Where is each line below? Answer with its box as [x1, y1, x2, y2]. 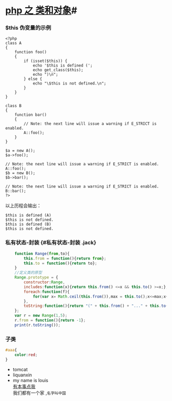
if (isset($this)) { [24, 58, 68, 64]
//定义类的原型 [14, 270, 42, 276]
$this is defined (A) [5, 213, 52, 218]
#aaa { [5, 348, 17, 353]
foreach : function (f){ [24, 289, 70, 294]
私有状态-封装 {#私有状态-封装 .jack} [5, 239, 96, 246]
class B [5, 103, 22, 109]
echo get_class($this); [32, 68, 83, 73]
